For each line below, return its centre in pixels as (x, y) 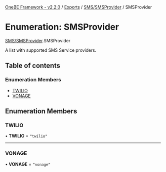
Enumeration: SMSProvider (62, 27)
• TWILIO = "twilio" (26, 136)
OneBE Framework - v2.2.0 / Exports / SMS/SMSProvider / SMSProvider (79, 7)
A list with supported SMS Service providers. (51, 50)
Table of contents (33, 66)
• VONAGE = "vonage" (28, 164)
